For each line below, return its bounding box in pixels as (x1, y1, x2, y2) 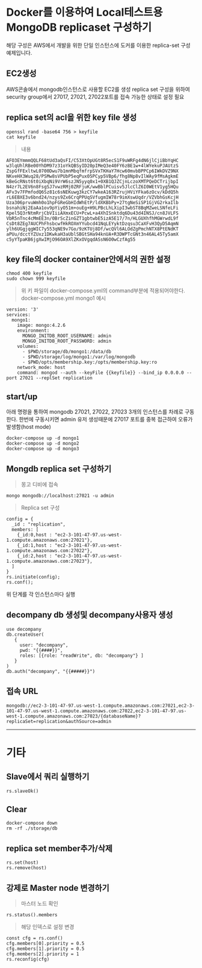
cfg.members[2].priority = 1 (6, 951, 79, 957)
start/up (6, 391, 38, 402)
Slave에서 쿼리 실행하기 (6, 772, 90, 782)
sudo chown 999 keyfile (6, 276, 66, 282)
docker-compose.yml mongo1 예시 (20, 294, 106, 302)
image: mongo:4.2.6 (17, 323, 66, 329)
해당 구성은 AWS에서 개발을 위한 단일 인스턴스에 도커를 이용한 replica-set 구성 (6, 42, 191, 49)
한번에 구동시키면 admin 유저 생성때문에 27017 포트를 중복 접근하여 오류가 (19, 416, 193, 423)
